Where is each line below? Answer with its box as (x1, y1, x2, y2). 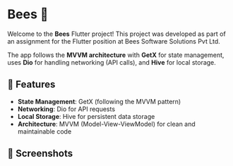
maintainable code (17, 127, 72, 136)
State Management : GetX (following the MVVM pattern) (17, 97, 181, 106)
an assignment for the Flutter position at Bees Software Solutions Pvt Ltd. (7, 37, 220, 45)
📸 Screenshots (7, 148, 73, 160)
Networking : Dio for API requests (17, 105, 115, 113)
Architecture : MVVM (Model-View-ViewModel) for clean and (17, 120, 196, 128)
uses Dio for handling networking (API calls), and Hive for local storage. (7, 58, 217, 66)
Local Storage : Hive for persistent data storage (17, 112, 155, 120)
